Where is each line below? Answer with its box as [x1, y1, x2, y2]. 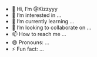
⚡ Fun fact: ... [11, 45, 44, 52]
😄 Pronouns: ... [11, 39, 50, 46]
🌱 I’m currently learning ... [11, 18, 75, 24]
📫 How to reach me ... [11, 31, 66, 37]
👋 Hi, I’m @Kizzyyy [11, 6, 58, 12]
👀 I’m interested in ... [11, 12, 62, 19]
